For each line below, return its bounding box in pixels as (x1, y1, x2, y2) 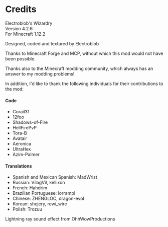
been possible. (5, 55, 36, 61)
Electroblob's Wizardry (5, 20, 53, 26)
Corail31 (12, 109, 30, 115)
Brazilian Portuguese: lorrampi (12, 190, 75, 196)
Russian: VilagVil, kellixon (12, 180, 65, 186)
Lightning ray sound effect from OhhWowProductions (5, 216, 115, 222)
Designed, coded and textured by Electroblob (5, 40, 99, 46)
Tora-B (12, 130, 27, 136)
